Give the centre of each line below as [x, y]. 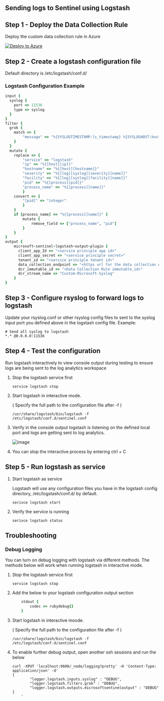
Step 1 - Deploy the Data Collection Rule [67, 25]
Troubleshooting [31, 535]
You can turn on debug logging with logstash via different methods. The [77, 560]
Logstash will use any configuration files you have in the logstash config [85, 488]
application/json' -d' [35, 671]
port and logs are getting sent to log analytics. [58, 433]
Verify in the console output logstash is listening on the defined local [81, 427]
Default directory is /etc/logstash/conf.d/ [46, 73]
